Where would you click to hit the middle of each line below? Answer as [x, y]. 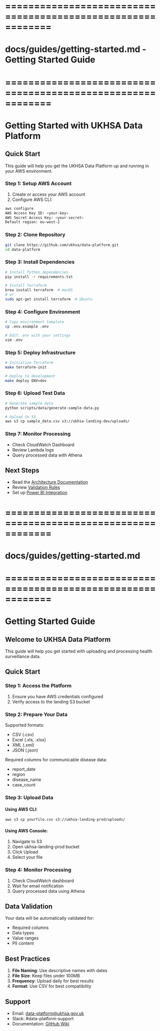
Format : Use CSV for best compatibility [52, 986]
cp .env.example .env [27, 327]
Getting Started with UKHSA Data [74, 125]
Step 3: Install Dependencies [40, 262]
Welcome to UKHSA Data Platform [58, 640]
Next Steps [22, 470]
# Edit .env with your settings [38, 335]
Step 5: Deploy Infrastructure [40, 352]
